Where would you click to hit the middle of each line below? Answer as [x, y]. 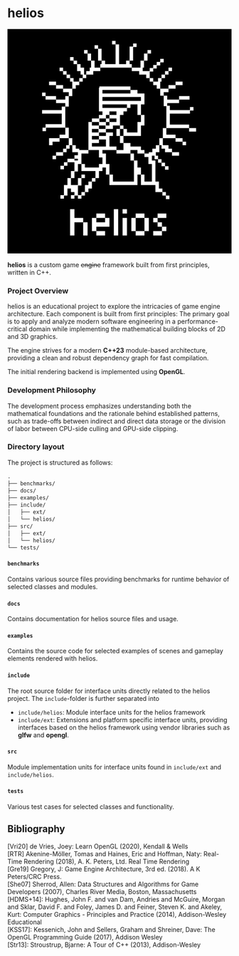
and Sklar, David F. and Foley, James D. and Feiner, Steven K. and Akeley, [115, 907]
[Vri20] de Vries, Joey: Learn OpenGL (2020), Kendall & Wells [98, 846]
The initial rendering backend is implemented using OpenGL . [96, 372]
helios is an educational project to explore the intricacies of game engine [114, 306]
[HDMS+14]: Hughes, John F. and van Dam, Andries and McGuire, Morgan [116, 899]
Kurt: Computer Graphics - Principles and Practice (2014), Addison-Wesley [117, 914]
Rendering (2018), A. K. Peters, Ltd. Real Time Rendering [107, 861]
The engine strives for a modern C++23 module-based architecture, [107, 350]
